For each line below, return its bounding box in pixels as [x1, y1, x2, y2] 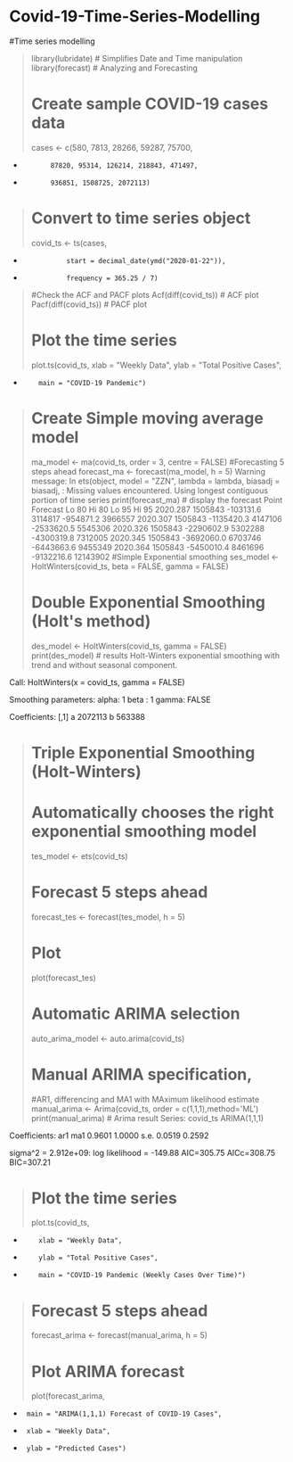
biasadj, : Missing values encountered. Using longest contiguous [30, 484, 269, 496]
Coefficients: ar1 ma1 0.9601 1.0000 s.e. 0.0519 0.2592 [9, 1130, 209, 1141]
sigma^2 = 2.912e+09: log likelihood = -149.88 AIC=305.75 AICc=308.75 [9, 1147, 276, 1158]
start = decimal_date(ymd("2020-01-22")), [66, 256, 226, 265]
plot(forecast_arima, [30, 1391, 105, 1401]
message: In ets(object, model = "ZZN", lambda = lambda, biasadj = [30, 475, 281, 486]
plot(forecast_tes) [30, 972, 96, 983]
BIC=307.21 [9, 1157, 52, 1168]
